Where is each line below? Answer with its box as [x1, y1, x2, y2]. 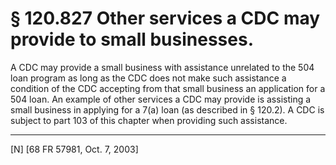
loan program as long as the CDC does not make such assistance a [10, 72, 287, 84]
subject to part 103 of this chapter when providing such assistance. [10, 114, 288, 126]
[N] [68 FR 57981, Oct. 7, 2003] [10, 143, 139, 155]
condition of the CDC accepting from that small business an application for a [10, 82, 326, 94]
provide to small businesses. [10, 28, 254, 51]
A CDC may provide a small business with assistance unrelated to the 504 [10, 61, 315, 73]
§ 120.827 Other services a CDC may [10, 7, 321, 30]
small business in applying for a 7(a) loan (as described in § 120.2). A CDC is [10, 103, 325, 116]
